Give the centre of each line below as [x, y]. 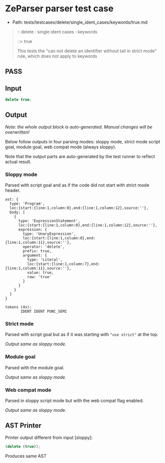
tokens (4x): [18, 307]
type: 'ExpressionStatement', [49, 221]
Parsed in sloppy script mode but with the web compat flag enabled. [74, 401]
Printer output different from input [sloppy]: [49, 437]
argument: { [35, 256]
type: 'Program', [27, 204]
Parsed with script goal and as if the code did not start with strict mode [77, 185]
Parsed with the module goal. [35, 367]
